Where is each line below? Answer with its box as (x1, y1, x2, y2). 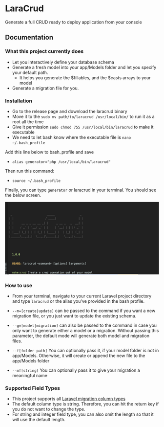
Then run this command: (5, 168, 55, 174)
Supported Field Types (5, 385, 60, 391)
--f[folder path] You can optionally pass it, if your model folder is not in (12, 348, 159, 354)
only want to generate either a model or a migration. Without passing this (12, 328, 159, 334)
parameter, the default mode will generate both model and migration (12, 333, 150, 339)
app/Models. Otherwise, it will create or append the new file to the (12, 353, 145, 359)
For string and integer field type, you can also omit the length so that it (12, 411, 154, 417)
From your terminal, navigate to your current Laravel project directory (12, 293, 152, 299)
